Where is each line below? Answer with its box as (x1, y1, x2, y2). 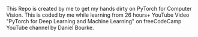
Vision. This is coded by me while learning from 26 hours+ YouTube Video (6, 11, 190, 18)
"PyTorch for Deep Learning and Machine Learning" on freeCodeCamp (6, 18, 182, 24)
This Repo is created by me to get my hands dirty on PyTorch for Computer (6, 5, 192, 12)
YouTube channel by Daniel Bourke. (6, 24, 94, 31)
